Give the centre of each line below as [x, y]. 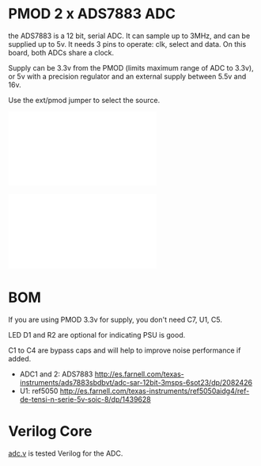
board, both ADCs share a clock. [61, 52]
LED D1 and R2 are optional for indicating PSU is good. [97, 334]
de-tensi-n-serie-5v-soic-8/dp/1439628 [85, 399]
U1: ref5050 [39, 391]
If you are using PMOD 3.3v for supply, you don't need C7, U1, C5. [115, 319]
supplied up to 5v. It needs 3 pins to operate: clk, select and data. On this [127, 44]
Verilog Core [50, 432]
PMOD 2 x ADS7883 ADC [92, 14]
